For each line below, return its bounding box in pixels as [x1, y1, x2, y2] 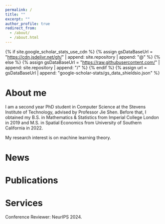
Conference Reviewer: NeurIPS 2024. [5, 214, 82, 220]
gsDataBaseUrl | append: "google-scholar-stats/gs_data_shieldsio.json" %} [5, 70, 161, 76]
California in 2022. [5, 125, 43, 131]
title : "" [5, 12, 26, 17]
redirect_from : [5, 26, 37, 31]
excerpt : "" [5, 16, 30, 21]
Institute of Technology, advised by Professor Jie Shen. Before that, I [5, 109, 147, 115]
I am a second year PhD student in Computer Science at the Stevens [5, 104, 146, 110]
